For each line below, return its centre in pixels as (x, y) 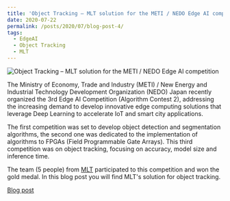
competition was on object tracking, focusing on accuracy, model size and (112, 149)
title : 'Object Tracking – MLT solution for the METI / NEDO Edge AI (108, 13)
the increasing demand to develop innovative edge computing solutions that (114, 106)
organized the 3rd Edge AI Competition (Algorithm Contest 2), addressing (111, 99)
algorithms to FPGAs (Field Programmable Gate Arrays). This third (100, 141)
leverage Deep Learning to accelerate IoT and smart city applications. (105, 113)
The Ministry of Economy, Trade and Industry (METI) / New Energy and (107, 84)
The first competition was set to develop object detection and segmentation (114, 127)
